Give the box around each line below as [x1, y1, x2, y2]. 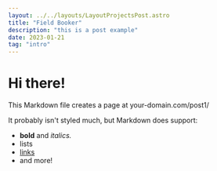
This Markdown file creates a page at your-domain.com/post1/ [8, 100, 209, 110]
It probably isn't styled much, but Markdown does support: [8, 115, 198, 126]
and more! [19, 156, 53, 166]
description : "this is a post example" [8, 26, 139, 34]
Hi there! [8, 75, 66, 93]
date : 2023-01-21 [8, 33, 65, 42]
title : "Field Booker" [8, 19, 82, 27]
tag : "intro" [8, 41, 51, 49]
